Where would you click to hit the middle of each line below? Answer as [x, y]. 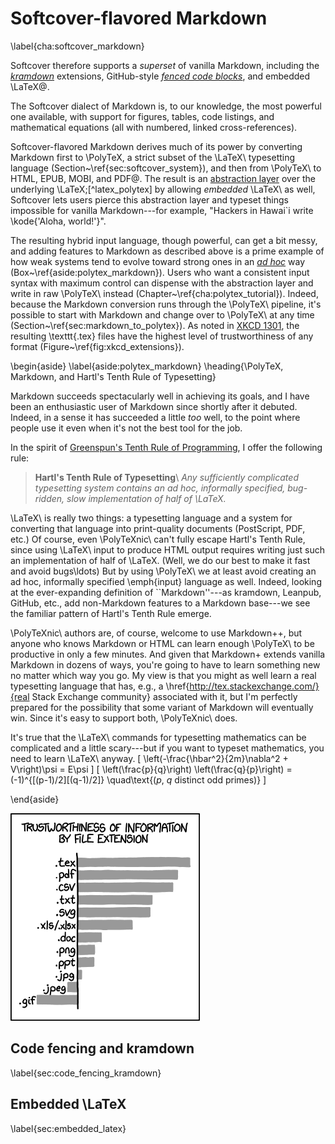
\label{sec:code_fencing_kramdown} [86, 1073]
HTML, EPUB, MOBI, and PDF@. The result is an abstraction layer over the [163, 178]
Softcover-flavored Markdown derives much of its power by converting [156, 146]
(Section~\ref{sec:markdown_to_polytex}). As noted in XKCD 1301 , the [155, 325]
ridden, [49, 498]
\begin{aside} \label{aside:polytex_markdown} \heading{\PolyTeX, [147, 366]
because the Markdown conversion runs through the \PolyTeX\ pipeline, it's [166, 304]
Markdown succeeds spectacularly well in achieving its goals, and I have [160, 396]
